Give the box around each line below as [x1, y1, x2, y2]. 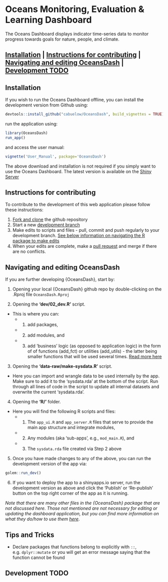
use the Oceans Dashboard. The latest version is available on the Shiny [5, 168, 151, 174]
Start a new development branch [12, 222, 80, 228]
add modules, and [27, 332, 65, 338]
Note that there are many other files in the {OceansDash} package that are [5, 500, 160, 506]
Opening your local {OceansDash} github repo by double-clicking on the [12, 286, 162, 292]
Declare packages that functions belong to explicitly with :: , [12, 543, 136, 550]
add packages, [27, 322, 58, 328]
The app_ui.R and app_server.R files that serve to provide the [27, 419, 153, 425]
